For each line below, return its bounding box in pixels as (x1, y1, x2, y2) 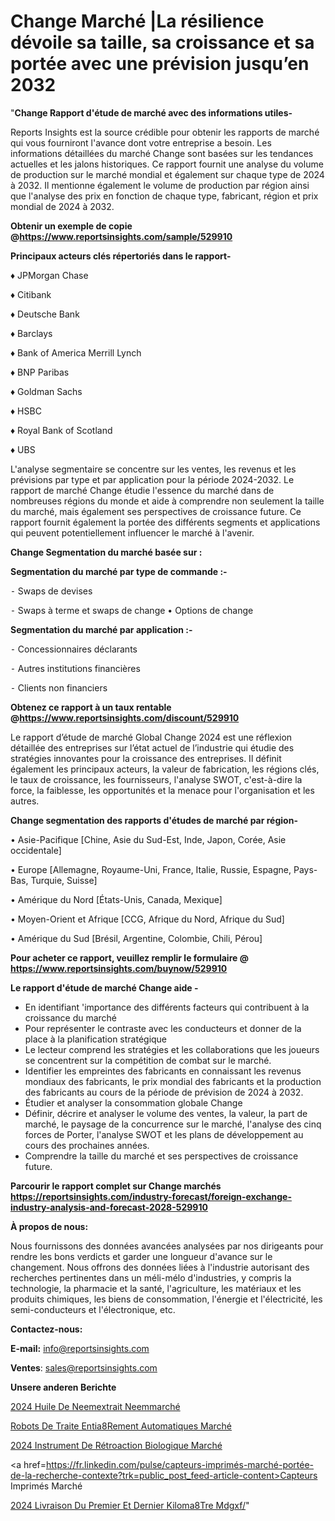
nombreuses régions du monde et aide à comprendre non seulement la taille (10, 495, 325, 507)
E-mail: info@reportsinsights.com (10, 1342, 150, 1354)
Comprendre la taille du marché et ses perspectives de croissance (24, 1150, 299, 1162)
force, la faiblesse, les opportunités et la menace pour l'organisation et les (10, 784, 315, 796)
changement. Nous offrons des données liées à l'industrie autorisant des (10, 1261, 310, 1273)
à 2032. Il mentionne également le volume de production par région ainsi (10, 179, 310, 191)
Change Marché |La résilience (10, 10, 265, 33)
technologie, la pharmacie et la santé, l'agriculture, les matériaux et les (10, 1282, 302, 1294)
